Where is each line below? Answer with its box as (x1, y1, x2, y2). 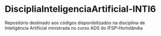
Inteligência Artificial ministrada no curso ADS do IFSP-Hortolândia (5, 25, 143, 31)
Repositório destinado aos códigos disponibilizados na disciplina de (5, 20, 145, 26)
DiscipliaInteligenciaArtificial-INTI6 (5, 3, 156, 15)
